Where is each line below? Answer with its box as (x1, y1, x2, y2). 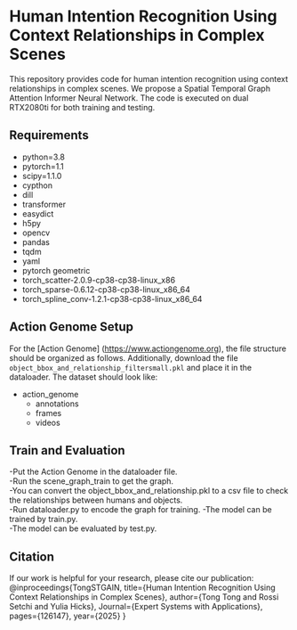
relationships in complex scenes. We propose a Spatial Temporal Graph (9, 83, 271, 94)
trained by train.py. (9, 514, 78, 525)
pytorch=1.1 (21, 160, 64, 171)
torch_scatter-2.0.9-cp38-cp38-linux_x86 (21, 274, 176, 285)
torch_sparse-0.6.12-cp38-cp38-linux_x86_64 (21, 283, 191, 295)
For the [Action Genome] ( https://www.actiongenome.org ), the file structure (9, 343, 287, 354)
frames (35, 407, 62, 418)
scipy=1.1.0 (21, 170, 62, 181)
